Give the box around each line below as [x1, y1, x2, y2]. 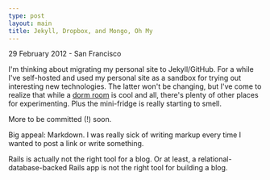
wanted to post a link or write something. [8, 139, 144, 149]
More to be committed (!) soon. [8, 115, 112, 124]
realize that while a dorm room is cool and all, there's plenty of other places [8, 90, 260, 100]
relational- [197, 154, 232, 164]
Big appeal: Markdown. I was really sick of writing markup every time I [8, 130, 242, 140]
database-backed [8, 163, 68, 173]
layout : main [8, 19, 52, 27]
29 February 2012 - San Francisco [8, 49, 122, 59]
